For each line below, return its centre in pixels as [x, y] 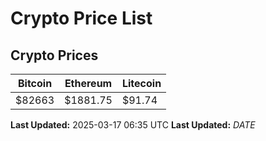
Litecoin [141, 83]
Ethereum [88, 83]
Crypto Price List [81, 18]
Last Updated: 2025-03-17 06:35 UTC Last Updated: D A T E [133, 125]
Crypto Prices [54, 55]
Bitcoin [35, 83]
